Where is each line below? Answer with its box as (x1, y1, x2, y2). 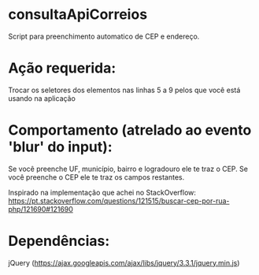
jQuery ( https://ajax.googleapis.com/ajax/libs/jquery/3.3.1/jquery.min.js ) (8, 258, 240, 267)
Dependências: (8, 232, 110, 250)
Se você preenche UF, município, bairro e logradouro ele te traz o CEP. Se (8, 164, 248, 173)
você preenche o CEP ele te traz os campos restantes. (8, 172, 185, 182)
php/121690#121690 (8, 204, 73, 214)
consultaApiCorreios (8, 6, 148, 24)
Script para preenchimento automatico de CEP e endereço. (8, 32, 200, 41)
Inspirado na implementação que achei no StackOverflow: (8, 188, 197, 197)
